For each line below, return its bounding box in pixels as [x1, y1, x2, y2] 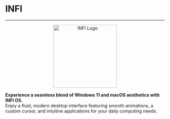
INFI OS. [5, 97, 23, 103]
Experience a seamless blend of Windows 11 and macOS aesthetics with [5, 92, 160, 98]
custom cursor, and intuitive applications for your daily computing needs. [5, 108, 158, 114]
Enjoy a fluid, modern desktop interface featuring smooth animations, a [5, 102, 153, 108]
